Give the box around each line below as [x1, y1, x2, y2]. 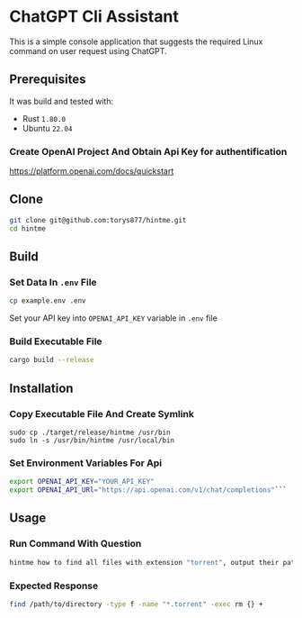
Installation [9, 380, 74, 395]
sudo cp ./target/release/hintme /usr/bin [9, 428, 171, 438]
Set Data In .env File [9, 276, 97, 288]
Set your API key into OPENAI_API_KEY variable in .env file [9, 313, 218, 323]
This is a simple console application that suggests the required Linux [9, 36, 263, 47]
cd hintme [9, 223, 47, 233]
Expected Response [9, 579, 99, 592]
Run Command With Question [9, 538, 142, 550]
